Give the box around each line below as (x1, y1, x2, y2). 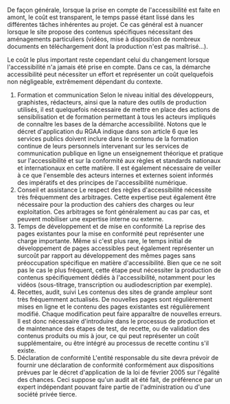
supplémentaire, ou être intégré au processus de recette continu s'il (16, 339, 209, 347)
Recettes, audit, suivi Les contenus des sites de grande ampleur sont (16, 288, 213, 296)
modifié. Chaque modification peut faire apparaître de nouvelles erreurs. (16, 310, 222, 318)
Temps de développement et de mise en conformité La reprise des (16, 223, 206, 230)
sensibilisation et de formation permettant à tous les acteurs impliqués (16, 113, 216, 121)
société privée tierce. (16, 390, 78, 398)
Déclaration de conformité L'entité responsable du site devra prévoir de (16, 354, 219, 361)
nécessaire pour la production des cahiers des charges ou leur (16, 201, 195, 208)
